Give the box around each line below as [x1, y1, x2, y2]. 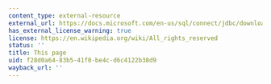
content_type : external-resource [8, 11, 121, 20]
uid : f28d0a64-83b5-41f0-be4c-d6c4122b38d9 [8, 57, 157, 65]
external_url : [8, 19, 56, 27]
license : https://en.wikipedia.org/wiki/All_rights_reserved [8, 34, 219, 42]
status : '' [8, 42, 45, 50]
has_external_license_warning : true [8, 26, 131, 34]
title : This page [8, 49, 67, 57]
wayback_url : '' [8, 64, 63, 72]
